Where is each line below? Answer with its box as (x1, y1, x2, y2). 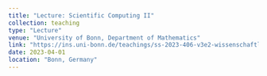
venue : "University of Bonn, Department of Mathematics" (8, 33, 201, 42)
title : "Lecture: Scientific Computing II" (8, 11, 155, 20)
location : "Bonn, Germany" (8, 56, 98, 64)
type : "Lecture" (8, 26, 62, 34)
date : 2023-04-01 (8, 48, 66, 56)
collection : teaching (8, 19, 80, 27)
